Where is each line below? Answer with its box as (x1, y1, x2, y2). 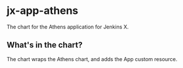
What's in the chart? (6, 40, 83, 50)
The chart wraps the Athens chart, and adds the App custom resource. (6, 55, 178, 62)
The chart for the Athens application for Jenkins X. (6, 23, 129, 30)
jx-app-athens (6, 4, 79, 17)
